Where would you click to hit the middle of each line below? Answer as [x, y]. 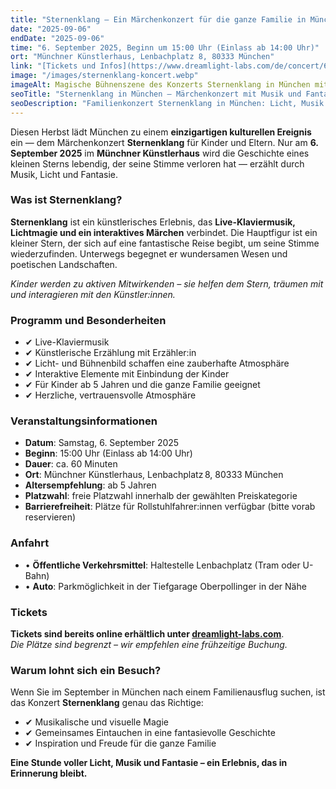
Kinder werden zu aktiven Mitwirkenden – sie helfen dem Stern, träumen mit [167, 283]
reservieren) [50, 517]
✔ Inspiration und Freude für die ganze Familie [120, 743]
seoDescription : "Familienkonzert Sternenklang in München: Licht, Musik [167, 103]
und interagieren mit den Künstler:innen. [93, 294]
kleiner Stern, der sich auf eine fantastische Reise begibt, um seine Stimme [165, 243]
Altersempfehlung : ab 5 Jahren [90, 485]
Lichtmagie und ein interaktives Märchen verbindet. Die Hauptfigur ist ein [164, 232]
